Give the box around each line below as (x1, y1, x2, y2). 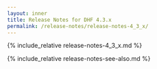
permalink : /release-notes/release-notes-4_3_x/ (7, 23, 149, 29)
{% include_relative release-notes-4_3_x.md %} (7, 42, 143, 50)
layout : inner (7, 10, 48, 17)
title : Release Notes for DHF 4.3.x (7, 16, 112, 23)
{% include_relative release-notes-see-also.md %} (7, 55, 151, 63)
